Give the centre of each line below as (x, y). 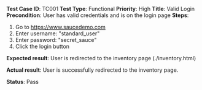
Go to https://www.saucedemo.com (60, 27)
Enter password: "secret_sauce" (56, 40)
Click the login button (42, 46)
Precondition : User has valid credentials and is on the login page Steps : (98, 15)
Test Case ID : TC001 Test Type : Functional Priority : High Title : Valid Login (101, 9)
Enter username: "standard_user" (57, 33)
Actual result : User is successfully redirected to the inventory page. (92, 70)
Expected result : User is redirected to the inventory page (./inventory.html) (101, 58)
